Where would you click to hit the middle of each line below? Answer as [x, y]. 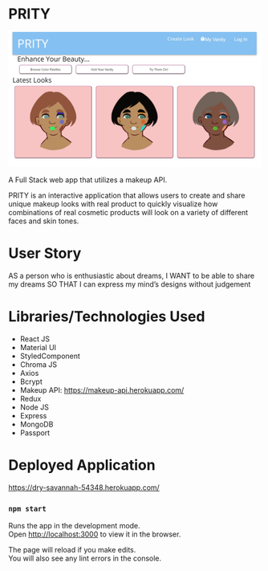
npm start [27, 508]
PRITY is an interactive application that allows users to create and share [127, 196]
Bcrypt [31, 381]
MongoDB [37, 424]
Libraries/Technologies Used [107, 317]
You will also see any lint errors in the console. [85, 558]
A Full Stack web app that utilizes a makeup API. [88, 180]
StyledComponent [50, 356]
